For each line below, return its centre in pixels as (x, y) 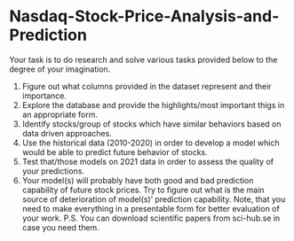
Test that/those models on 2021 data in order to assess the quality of (147, 161)
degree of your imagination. (60, 69)
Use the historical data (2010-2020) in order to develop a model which (151, 143)
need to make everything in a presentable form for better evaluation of (151, 208)
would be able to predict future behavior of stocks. (115, 152)
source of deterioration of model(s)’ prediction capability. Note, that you (154, 199)
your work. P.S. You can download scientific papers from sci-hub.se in (151, 218)
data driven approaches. (67, 133)
